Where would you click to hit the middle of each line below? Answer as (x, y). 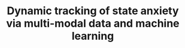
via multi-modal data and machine (93, 23)
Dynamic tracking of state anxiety (93, 11)
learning (93, 36)
